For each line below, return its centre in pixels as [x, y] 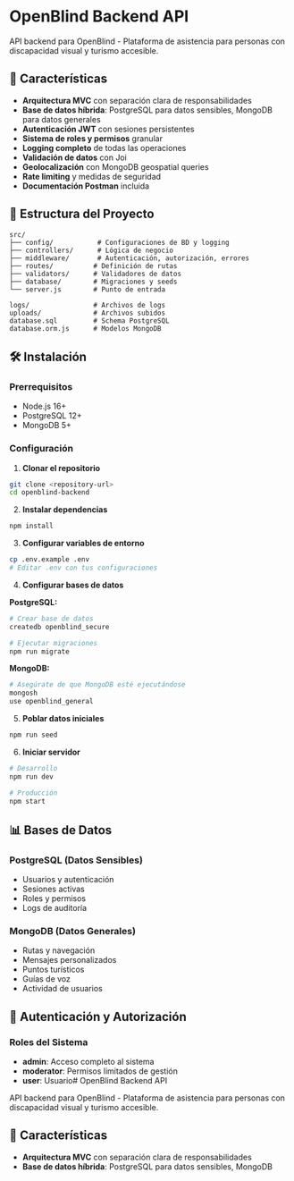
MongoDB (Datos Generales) [73, 932]
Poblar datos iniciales [63, 719]
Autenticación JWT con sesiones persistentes [108, 129]
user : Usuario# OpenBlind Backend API [95, 1081]
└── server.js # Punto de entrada [88, 289]
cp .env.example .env [50, 560]
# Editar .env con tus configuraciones [84, 568]
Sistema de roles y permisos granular [92, 138]
